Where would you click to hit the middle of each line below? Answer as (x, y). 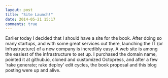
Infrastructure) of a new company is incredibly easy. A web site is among (81, 49)
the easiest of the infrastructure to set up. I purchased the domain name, (81, 54)
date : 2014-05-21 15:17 (30, 19)
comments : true (21, 24)
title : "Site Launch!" (29, 15)
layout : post (19, 10)
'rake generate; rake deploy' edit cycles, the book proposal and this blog (81, 65)
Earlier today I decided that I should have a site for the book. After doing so (84, 38)
